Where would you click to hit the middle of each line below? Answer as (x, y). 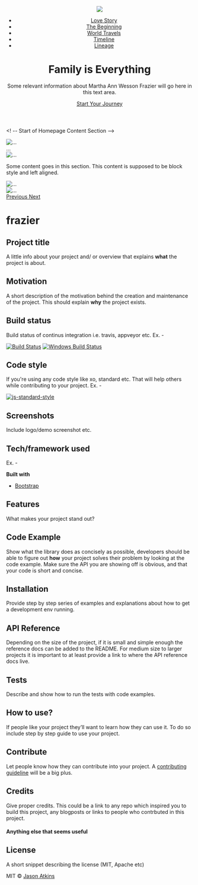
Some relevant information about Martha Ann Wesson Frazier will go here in (100, 86)
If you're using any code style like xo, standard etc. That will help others (94, 379)
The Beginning (104, 27)
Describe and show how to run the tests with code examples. (81, 694)
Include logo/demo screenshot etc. (49, 430)
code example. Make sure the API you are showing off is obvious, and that (97, 564)
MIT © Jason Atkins (31, 876)
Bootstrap (27, 486)
